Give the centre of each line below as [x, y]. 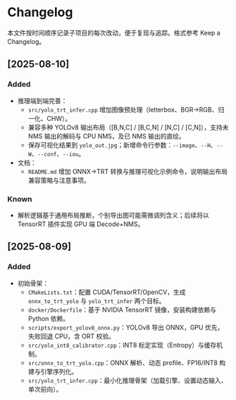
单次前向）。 [45, 389]
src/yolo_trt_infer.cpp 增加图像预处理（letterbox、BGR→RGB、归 [126, 110]
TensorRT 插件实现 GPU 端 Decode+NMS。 [81, 224]
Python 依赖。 [49, 318]
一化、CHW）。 [50, 118]
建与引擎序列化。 [53, 371]
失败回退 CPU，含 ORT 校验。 [71, 336]
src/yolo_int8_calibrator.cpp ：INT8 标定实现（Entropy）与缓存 [122, 345]
